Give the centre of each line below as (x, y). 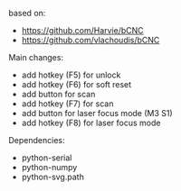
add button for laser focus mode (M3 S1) (97, 113)
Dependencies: (37, 140)
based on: (27, 13)
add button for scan (58, 94)
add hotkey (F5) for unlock (71, 75)
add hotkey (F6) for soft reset (76, 84)
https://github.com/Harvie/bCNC (82, 30)
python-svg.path (53, 177)
